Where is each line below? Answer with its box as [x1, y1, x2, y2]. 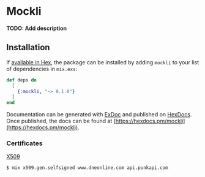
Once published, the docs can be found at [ [6, 118, 116, 125]
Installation [6, 42, 50, 53]
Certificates [6, 139, 43, 148]
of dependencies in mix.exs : [6, 65, 78, 72]
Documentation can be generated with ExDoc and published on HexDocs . [6, 111, 192, 118]
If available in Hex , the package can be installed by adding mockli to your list [6, 58, 199, 66]
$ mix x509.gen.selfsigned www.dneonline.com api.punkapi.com [6, 165, 168, 171]
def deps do [6, 77, 37, 83]
